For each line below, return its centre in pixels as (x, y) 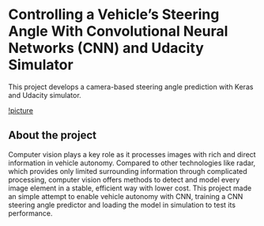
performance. (30, 213)
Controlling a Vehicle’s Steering (114, 15)
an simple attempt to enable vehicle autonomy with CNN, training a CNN (126, 196)
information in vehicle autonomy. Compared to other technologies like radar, (132, 163)
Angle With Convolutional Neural (118, 31)
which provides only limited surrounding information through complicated (128, 171)
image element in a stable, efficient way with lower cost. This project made (130, 188)
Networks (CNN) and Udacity (106, 48)
